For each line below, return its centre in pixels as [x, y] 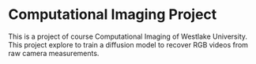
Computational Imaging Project [113, 15]
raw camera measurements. [54, 53]
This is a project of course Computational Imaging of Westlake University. [128, 36]
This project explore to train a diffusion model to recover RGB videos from [128, 44]
